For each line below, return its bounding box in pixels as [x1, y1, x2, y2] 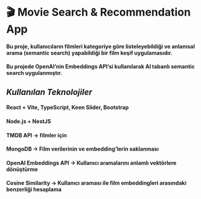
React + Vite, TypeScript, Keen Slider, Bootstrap [6, 104, 129, 111]
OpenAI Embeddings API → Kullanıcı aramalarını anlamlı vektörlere [6, 159, 177, 166]
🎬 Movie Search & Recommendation [6, 5, 191, 19]
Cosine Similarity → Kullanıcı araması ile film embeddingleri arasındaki [6, 180, 187, 187]
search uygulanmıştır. [6, 70, 62, 77]
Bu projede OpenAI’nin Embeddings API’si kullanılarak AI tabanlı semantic [6, 63, 195, 70]
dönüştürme [6, 165, 38, 173]
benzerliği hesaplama [6, 186, 62, 193]
